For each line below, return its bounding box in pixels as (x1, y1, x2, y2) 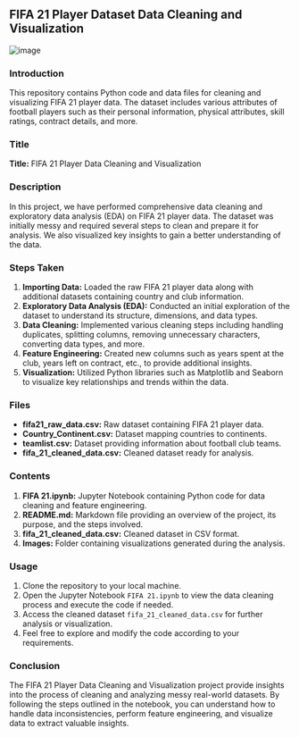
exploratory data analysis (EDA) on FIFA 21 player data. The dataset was (9, 210, 274, 222)
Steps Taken (9, 261, 64, 273)
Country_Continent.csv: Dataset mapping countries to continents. (21, 429, 268, 440)
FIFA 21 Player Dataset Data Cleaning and (9, 7, 243, 22)
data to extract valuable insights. (9, 718, 129, 729)
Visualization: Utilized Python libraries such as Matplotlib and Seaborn (21, 367, 284, 378)
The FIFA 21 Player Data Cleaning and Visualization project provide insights (9, 680, 285, 691)
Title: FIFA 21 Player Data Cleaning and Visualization (9, 158, 202, 169)
